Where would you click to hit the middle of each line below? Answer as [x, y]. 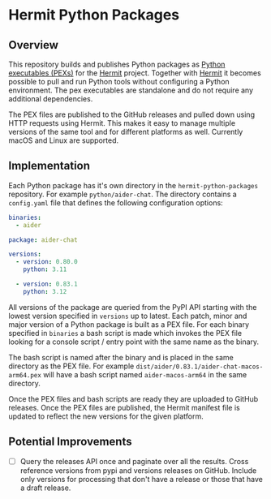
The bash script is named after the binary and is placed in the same [121, 357]
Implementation [49, 166]
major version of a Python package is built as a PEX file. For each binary [129, 324]
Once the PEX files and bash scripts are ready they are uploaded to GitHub [133, 398]
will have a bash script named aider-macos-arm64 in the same [145, 374]
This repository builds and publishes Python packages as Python [117, 64]
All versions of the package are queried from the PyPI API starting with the [133, 307]
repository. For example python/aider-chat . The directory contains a [123, 194]
